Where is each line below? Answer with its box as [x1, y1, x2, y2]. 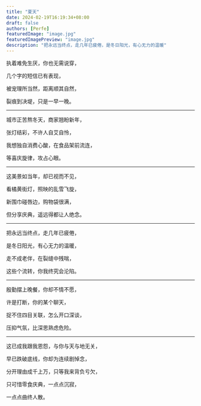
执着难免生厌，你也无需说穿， [6, 59, 80, 67]
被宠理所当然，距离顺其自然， [6, 85, 80, 92]
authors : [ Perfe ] [6, 25, 50, 32]
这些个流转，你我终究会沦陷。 [6, 267, 80, 275]
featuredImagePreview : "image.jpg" [6, 37, 95, 43]
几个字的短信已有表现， [6, 72, 64, 79]
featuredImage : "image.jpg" [6, 31, 77, 37]
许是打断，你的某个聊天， [6, 298, 69, 306]
